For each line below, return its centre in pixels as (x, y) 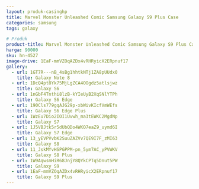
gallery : (17, 67)
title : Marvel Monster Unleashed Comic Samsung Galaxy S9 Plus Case (92, 17)
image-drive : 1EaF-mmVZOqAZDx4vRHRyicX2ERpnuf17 (67, 61)
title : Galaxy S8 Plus (45, 155)
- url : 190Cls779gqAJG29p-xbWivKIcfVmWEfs (65, 105)
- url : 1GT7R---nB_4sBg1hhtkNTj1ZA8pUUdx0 (65, 72)
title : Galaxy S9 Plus (45, 177)
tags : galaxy (22, 28)
